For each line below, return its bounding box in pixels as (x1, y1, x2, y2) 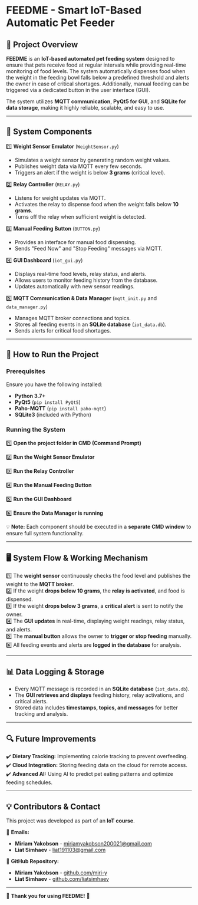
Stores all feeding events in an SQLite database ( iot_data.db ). (14, 321, 167, 328)
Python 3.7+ (14, 392, 46, 399)
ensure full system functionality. (6, 529, 84, 537)
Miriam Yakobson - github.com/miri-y (14, 869, 108, 876)
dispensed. (6, 595, 34, 603)
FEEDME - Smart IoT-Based (6, 4, 142, 17)
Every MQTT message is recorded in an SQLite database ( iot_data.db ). (14, 685, 190, 693)
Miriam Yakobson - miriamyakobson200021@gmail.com (14, 840, 152, 847)
